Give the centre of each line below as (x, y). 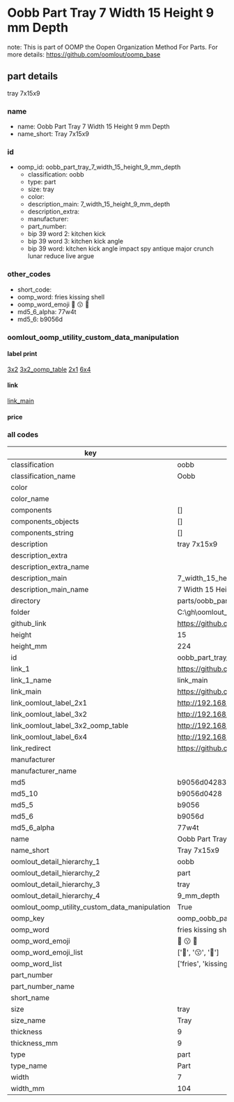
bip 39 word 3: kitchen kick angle (76, 241)
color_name (30, 498)
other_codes (29, 274)
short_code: (34, 289)
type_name (29, 1066)
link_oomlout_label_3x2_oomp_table (70, 725)
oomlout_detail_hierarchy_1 (55, 861)
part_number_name (42, 986)
